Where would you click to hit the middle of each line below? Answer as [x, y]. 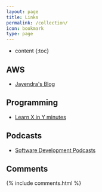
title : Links [22, 17]
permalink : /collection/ [37, 23]
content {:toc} [32, 51]
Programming [32, 103]
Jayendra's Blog [35, 83]
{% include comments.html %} [44, 183]
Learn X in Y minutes [41, 117]
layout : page [22, 12]
